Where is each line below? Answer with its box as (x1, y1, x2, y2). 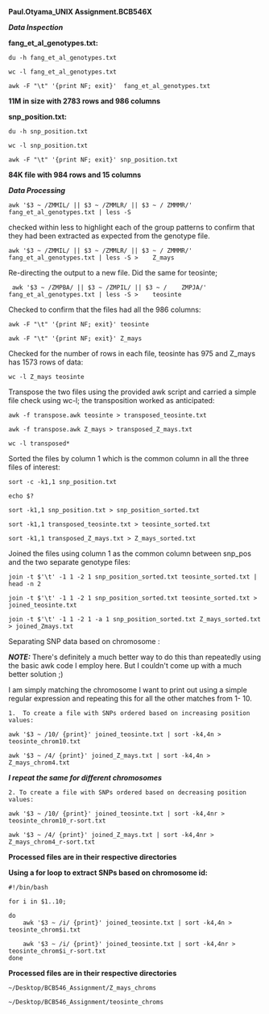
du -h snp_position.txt (8, 128, 89, 136)
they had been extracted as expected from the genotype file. (8, 231, 211, 241)
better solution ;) (8, 670, 64, 679)
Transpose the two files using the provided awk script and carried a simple (8, 387, 257, 397)
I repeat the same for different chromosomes (8, 773, 163, 782)
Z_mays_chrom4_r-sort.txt (8, 838, 95, 846)
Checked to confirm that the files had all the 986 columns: (8, 305, 201, 314)
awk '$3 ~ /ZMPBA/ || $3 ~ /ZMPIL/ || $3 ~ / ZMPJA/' (11, 284, 207, 292)
